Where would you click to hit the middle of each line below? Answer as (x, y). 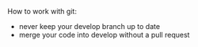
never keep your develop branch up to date (89, 26)
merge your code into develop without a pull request (104, 35)
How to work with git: (42, 11)
